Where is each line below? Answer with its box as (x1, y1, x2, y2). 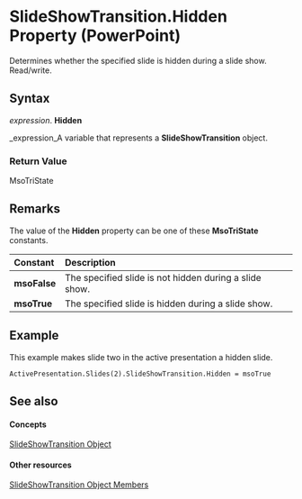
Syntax (9, 91, 50, 106)
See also (9, 394, 58, 409)
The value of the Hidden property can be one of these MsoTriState (9, 225, 259, 236)
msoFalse (13, 277, 57, 289)
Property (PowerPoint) (9, 25, 182, 46)
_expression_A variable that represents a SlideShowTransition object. (9, 132, 268, 143)
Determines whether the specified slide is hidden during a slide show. (9, 55, 267, 66)
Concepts (9, 419, 47, 430)
